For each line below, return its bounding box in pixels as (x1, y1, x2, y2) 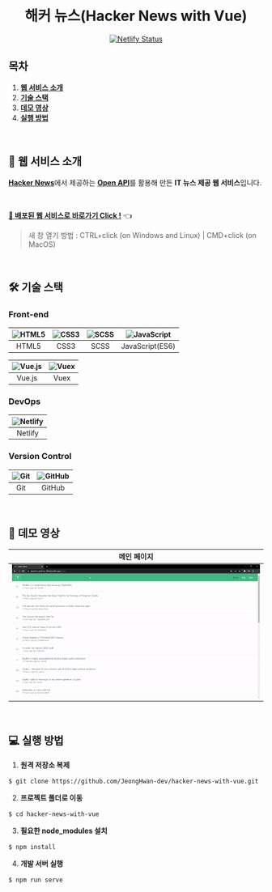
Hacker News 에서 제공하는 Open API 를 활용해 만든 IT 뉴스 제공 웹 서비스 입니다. (8, 177, 262, 187)
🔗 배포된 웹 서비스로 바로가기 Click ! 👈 (8, 210, 132, 220)
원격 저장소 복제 (19, 760, 70, 770)
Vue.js (16, 373, 38, 383)
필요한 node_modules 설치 (19, 826, 108, 835)
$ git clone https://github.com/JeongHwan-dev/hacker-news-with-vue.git (8, 777, 259, 786)
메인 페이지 (118, 552, 154, 562)
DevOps (8, 396, 41, 407)
